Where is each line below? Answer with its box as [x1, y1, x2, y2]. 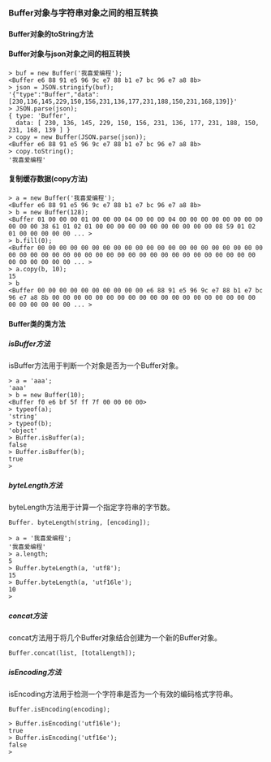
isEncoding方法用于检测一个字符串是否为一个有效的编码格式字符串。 [8, 689, 238, 699]
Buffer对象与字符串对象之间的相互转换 [8, 6, 158, 18]
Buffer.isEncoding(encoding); [8, 705, 111, 714]
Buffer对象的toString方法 [8, 28, 94, 38]
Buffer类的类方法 [8, 318, 67, 328]
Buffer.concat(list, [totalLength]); [8, 649, 136, 657]
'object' [8, 426, 38, 435]
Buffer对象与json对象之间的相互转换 [8, 49, 131, 58]
